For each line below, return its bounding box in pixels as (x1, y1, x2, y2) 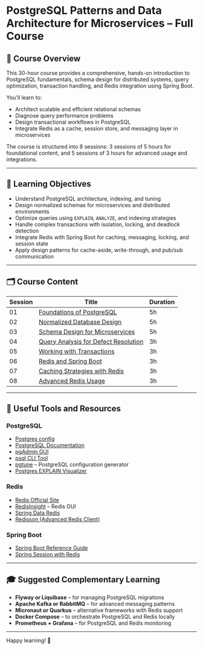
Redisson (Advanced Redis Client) (14, 515, 100, 523)
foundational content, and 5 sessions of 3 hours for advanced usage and (6, 149, 187, 156)
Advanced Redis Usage (39, 376, 106, 385)
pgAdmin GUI (14, 448, 49, 455)
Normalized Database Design (39, 318, 122, 326)
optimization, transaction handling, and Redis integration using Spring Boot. (6, 82, 195, 89)
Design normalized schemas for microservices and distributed (14, 201, 170, 208)
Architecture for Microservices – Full (6, 16, 193, 30)
